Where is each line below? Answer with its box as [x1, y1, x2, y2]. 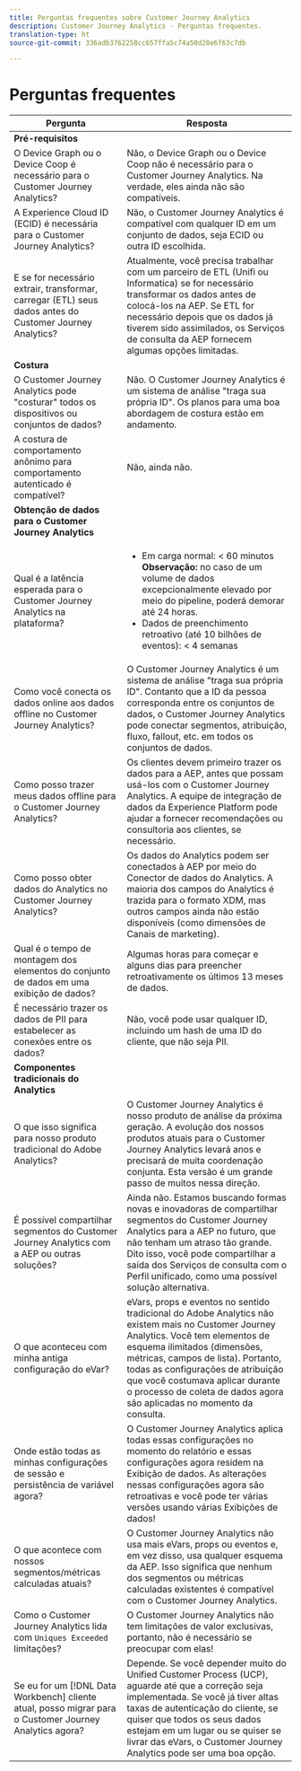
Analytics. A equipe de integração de [126, 790, 282, 802]
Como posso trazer [13, 778, 95, 791]
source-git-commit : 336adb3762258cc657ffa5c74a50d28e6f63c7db [9, 38, 246, 48]
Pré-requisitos [13, 132, 79, 145]
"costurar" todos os [13, 396, 97, 408]
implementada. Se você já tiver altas [126, 1691, 279, 1704]
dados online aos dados [13, 697, 115, 709]
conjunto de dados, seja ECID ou [126, 229, 264, 241]
